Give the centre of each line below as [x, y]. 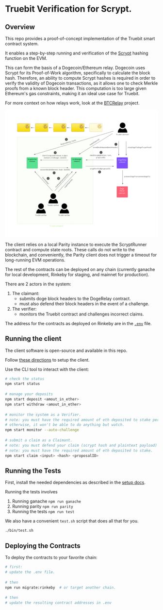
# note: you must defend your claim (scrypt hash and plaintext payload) [81, 445]
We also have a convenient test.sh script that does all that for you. [72, 521]
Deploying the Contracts [43, 546]
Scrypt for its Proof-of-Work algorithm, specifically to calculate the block [78, 73]
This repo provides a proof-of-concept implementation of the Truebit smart [80, 38]
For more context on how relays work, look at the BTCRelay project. [72, 103]
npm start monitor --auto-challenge [42, 430]
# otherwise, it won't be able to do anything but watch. [65, 425]
